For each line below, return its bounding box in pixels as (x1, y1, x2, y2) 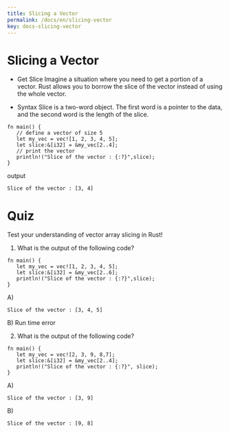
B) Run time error (7, 319, 56, 327)
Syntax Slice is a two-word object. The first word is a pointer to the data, (17, 103, 223, 111)
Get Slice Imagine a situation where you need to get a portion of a (17, 75, 204, 83)
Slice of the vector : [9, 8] (7, 420, 94, 427)
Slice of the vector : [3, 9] (7, 395, 94, 402)
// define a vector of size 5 (16, 130, 103, 137)
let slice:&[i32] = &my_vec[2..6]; (16, 269, 118, 276)
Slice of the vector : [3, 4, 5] (7, 307, 103, 313)
